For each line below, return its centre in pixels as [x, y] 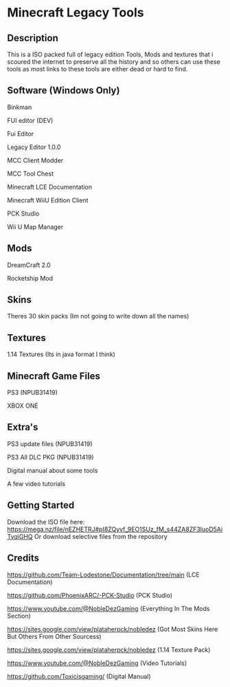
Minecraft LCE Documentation [50, 187]
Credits [23, 558]
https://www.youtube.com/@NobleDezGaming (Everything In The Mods [108, 608]
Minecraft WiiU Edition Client [48, 200]
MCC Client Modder [35, 160]
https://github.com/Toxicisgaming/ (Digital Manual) [79, 676]
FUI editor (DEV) [30, 120]
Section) [19, 616]
